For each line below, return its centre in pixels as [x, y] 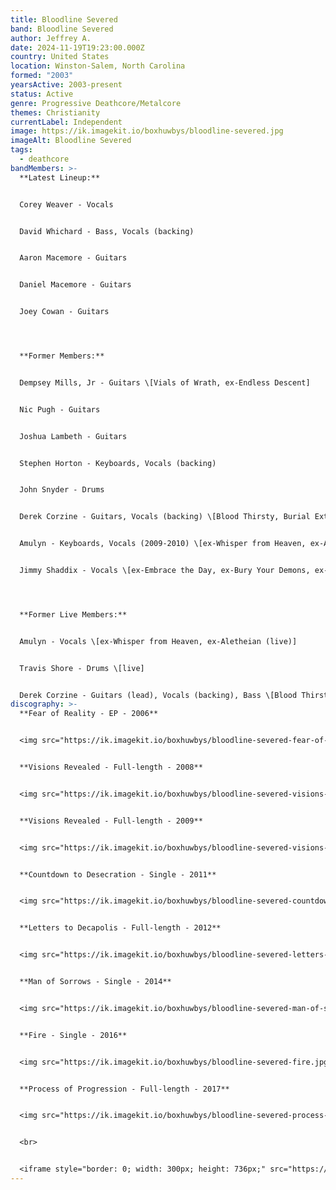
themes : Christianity [55, 112]
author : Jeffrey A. [51, 38]
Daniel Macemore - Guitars [75, 285]
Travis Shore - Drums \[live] [82, 668]
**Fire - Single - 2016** [73, 1035]
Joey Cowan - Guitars [64, 312]
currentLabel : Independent [66, 122]
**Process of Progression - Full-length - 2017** [124, 1089]
